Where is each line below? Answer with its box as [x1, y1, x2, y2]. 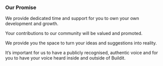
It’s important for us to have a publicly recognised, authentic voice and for [5, 49, 158, 56]
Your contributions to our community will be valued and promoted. [5, 30, 143, 36]
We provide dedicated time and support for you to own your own [5, 15, 139, 21]
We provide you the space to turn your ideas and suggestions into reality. [5, 40, 157, 46]
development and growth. [5, 20, 59, 26]
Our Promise [5, 4, 37, 11]
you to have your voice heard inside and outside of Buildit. [5, 55, 126, 61]
